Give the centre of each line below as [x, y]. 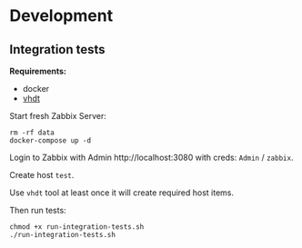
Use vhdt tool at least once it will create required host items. [122, 193]
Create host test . [42, 175]
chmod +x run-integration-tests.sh [77, 227]
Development [61, 16]
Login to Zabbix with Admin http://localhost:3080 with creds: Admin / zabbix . [151, 157]
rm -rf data [32, 133]
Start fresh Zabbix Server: [58, 116]
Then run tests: [38, 210]
